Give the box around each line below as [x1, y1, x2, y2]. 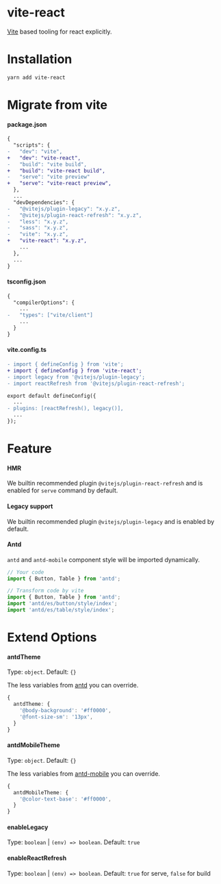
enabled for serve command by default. [7, 486, 118, 494]
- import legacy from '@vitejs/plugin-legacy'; [7, 373, 146, 381]
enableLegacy [7, 823, 49, 831]
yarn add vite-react [7, 74, 66, 81]
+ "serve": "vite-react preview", [7, 180, 112, 187]
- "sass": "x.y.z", [7, 225, 69, 231]
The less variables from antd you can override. [7, 681, 139, 690]
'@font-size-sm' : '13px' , [19, 713, 94, 720]
